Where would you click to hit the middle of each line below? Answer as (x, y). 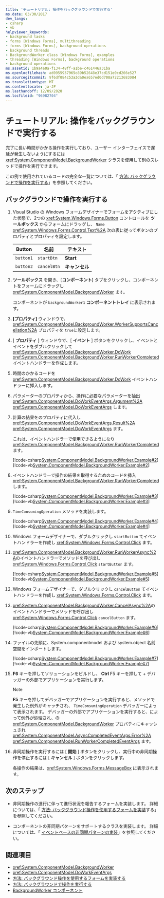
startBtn (48, 258)
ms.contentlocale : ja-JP (31, 86)
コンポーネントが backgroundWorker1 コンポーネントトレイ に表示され (82, 302)
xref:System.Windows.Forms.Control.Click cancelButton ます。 (75, 617)
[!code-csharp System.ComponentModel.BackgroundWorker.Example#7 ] (85, 658)
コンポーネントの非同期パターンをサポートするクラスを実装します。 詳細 (85, 826)
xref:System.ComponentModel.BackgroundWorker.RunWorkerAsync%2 (84, 552)
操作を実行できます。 (39, 166)
